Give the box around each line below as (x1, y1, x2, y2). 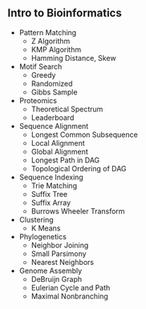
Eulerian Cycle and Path (30, 283, 111, 292)
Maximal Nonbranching (30, 291, 109, 301)
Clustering (18, 215, 54, 224)
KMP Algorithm (30, 44, 82, 54)
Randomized (30, 78, 73, 88)
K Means (30, 223, 61, 233)
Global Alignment (30, 146, 89, 156)
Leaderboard (30, 112, 75, 122)
